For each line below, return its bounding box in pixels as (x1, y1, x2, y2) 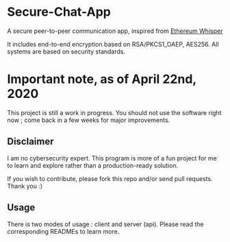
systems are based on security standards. (7, 47, 126, 56)
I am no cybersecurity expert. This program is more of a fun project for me (7, 154, 217, 162)
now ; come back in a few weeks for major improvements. (7, 116, 170, 124)
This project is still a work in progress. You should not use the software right (7, 108, 222, 117)
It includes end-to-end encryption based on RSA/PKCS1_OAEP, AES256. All (7, 40, 219, 48)
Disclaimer (7, 136, 54, 147)
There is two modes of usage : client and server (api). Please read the (7, 220, 204, 228)
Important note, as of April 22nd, (7, 71, 196, 87)
